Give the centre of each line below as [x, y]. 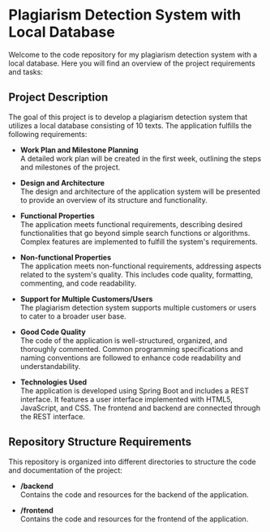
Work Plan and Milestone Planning [79, 150]
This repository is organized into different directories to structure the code [133, 461]
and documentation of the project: [66, 470]
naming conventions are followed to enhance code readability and [131, 358]
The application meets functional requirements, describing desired [131, 224]
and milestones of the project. [70, 167]
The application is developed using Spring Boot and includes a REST [135, 390]
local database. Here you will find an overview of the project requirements [132, 63]
